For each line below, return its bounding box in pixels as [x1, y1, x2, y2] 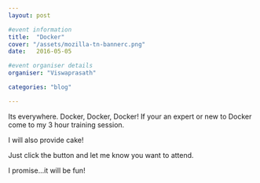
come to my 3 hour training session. [8, 119, 125, 130]
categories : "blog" [8, 83, 72, 91]
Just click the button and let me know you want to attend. [8, 150, 194, 159]
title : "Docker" [8, 33, 65, 41]
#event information [8, 25, 72, 34]
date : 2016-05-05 [8, 48, 72, 56]
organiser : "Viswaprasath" [8, 69, 97, 77]
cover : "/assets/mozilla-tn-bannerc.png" [8, 40, 146, 48]
